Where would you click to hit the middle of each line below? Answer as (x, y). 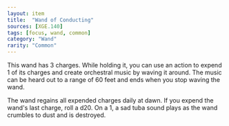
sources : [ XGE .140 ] (35, 26)
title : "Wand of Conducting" (51, 20)
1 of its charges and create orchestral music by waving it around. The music (114, 72)
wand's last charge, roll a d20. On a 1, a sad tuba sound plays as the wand (112, 108)
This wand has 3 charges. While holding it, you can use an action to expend (114, 65)
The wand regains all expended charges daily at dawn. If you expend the (110, 100)
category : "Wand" (32, 39)
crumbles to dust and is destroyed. (57, 115)
